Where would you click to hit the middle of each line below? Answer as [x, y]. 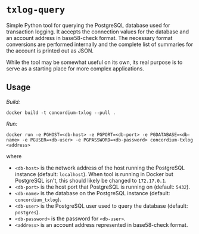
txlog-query [36, 10]
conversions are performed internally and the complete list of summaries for [100, 44]
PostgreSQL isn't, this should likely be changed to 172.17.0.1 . [91, 180]
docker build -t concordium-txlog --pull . [61, 113]
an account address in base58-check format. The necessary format [89, 38]
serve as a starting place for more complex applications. [75, 68]
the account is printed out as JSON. [50, 50]
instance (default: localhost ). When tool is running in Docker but [94, 174]
